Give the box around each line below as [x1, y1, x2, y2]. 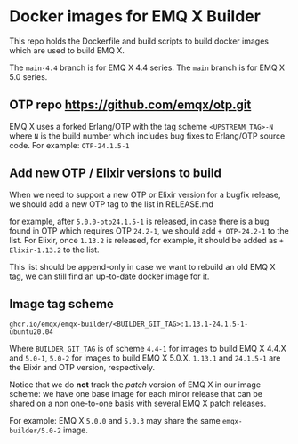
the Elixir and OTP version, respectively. [9, 362, 156, 373]
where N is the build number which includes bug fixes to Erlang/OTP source [9, 131, 286, 141]
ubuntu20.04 [9, 328, 53, 337]
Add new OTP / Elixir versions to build [9, 166, 222, 181]
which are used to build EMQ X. [9, 44, 125, 55]
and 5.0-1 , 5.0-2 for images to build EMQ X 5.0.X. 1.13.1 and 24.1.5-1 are [9, 353, 281, 363]
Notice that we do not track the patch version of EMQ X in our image [9, 379, 261, 390]
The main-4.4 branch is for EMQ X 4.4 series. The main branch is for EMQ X [9, 62, 286, 73]
